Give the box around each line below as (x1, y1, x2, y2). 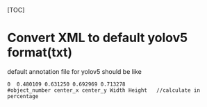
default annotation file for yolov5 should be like (7, 67, 142, 75)
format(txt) (7, 45, 73, 61)
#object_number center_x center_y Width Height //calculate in (7, 86, 200, 94)
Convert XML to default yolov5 (7, 30, 188, 46)
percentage (7, 93, 39, 99)
